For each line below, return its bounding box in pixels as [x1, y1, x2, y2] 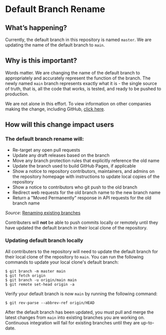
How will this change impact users [5, 120, 114, 129]
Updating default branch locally [5, 237, 84, 244]
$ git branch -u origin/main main [5, 277, 77, 282]
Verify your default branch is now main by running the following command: [5, 290, 158, 296]
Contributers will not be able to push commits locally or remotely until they [5, 219, 159, 225]
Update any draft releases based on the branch [12, 152, 110, 158]
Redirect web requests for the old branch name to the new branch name [12, 189, 161, 195]
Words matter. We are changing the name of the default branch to [5, 69, 141, 75]
